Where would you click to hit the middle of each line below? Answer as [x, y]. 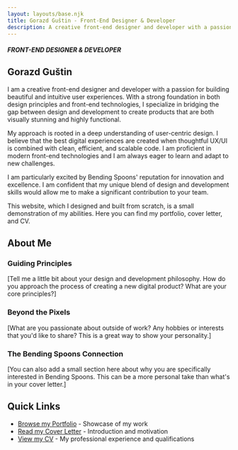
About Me [29, 243]
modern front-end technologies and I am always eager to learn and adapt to [118, 155]
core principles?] [32, 294]
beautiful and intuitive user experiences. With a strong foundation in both [114, 97]
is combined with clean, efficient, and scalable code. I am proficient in [109, 148]
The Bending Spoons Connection [66, 353]
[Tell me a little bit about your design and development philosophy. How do [117, 279]
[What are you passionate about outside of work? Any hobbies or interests [116, 328]
